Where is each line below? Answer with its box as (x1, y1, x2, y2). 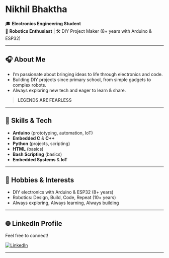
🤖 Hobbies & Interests (5, 175, 74, 184)
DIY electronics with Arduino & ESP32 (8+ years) (12, 189, 114, 195)
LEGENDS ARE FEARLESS (17, 97, 72, 103)
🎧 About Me (5, 55, 46, 64)
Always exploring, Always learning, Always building (12, 200, 119, 206)
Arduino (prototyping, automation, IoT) (12, 130, 93, 136)
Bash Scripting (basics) (12, 151, 62, 157)
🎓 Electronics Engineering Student (5, 20, 81, 26)
